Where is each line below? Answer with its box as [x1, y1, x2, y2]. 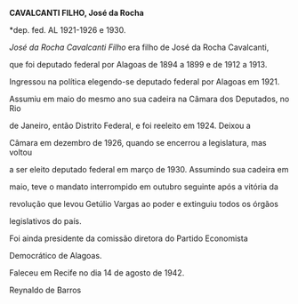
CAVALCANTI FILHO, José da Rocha [9, 8, 144, 18]
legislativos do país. [9, 216, 82, 226]
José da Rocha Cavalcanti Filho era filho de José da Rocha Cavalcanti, [9, 42, 270, 52]
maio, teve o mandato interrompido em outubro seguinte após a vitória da [9, 181, 278, 192]
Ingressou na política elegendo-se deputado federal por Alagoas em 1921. [9, 76, 280, 87]
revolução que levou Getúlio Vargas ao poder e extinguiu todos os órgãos [9, 199, 278, 209]
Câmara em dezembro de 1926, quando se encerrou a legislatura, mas [9, 138, 267, 148]
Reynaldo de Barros [9, 284, 82, 295]
